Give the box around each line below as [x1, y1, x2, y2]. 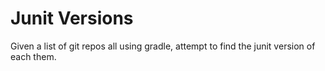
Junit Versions [10, 7, 134, 30]
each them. [10, 50, 57, 62]
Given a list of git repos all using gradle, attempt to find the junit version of [10, 40, 316, 52]
